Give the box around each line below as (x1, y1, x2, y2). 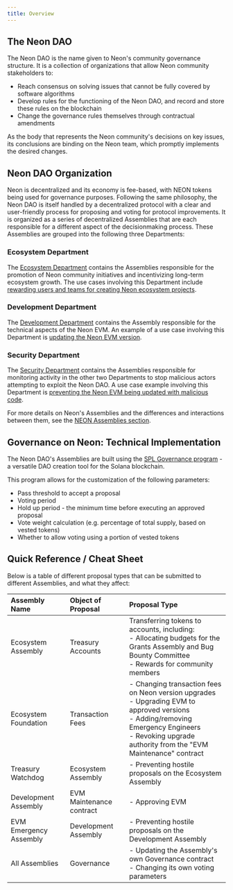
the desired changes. (7, 147, 68, 156)
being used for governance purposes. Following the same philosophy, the (7, 193, 218, 202)
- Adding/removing (129, 713, 192, 723)
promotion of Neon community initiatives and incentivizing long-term (7, 270, 204, 279)
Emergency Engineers (129, 722, 201, 732)
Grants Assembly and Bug (129, 642, 214, 652)
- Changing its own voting (129, 862, 215, 872)
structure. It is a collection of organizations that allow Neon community (7, 62, 209, 70)
